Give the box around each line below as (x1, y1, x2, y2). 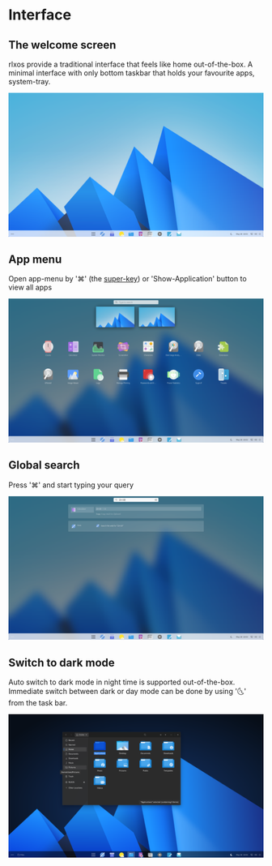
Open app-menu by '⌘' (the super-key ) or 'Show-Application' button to (8, 274, 247, 284)
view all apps (8, 282, 53, 293)
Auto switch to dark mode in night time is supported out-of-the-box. (8, 677, 236, 687)
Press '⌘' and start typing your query (8, 480, 134, 490)
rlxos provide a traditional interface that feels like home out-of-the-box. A (8, 59, 253, 69)
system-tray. (8, 77, 51, 86)
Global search (8, 458, 80, 472)
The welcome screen (8, 38, 117, 52)
